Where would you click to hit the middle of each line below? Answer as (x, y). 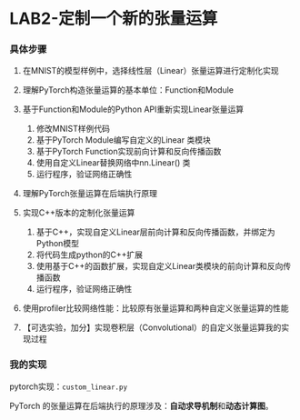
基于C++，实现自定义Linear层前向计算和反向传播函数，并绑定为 (155, 232)
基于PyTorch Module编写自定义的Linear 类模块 (123, 140)
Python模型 (58, 244)
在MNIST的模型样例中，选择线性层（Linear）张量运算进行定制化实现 (150, 71)
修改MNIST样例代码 (73, 129)
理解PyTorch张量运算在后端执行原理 (90, 194)
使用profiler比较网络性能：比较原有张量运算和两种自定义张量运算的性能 (155, 308)
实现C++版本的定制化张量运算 (79, 213)
